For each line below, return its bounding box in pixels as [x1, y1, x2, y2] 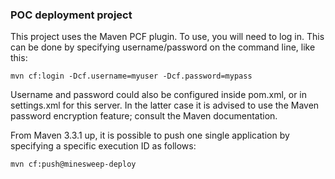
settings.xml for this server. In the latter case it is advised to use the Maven [10, 99, 320, 112]
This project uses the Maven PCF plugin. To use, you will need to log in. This [10, 31, 325, 43]
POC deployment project [10, 8, 133, 22]
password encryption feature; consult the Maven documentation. [10, 110, 278, 122]
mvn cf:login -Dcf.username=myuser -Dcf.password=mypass [10, 71, 253, 82]
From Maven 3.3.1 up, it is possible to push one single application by [10, 129, 290, 142]
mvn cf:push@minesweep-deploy [10, 159, 137, 170]
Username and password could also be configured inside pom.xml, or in [10, 89, 308, 101]
